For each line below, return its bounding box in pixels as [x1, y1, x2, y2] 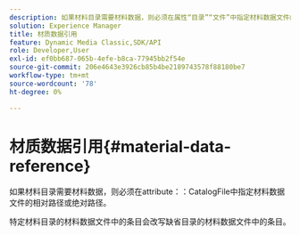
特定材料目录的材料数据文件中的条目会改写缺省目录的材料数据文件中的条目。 [9, 216, 291, 227]
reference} [9, 156, 91, 176]
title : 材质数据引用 [9, 29, 78, 38]
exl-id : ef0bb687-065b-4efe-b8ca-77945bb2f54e [9, 54, 186, 63]
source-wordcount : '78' [9, 79, 98, 88]
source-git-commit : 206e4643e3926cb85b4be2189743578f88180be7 [9, 63, 246, 72]
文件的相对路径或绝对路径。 [9, 198, 112, 208]
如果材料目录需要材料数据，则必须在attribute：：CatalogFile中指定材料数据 [9, 186, 286, 197]
